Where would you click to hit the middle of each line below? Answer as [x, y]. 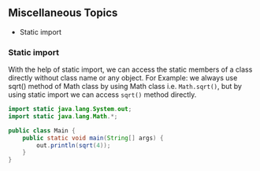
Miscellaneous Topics [63, 13]
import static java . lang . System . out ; [70, 110]
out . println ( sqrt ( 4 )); [74, 145]
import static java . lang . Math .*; [63, 116]
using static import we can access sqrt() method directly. [102, 95]
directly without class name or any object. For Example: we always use [123, 78]
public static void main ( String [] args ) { [93, 138]
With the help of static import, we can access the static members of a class [130, 69]
